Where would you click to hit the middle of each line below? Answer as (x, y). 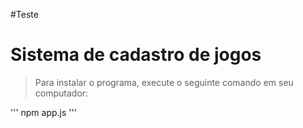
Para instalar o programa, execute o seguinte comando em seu (164, 82)
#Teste (24, 14)
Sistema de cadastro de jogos (136, 55)
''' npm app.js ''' (43, 112)
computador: (61, 93)
